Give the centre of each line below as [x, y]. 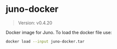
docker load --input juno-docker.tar [45, 41]
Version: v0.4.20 [35, 23]
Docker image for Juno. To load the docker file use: [59, 32]
